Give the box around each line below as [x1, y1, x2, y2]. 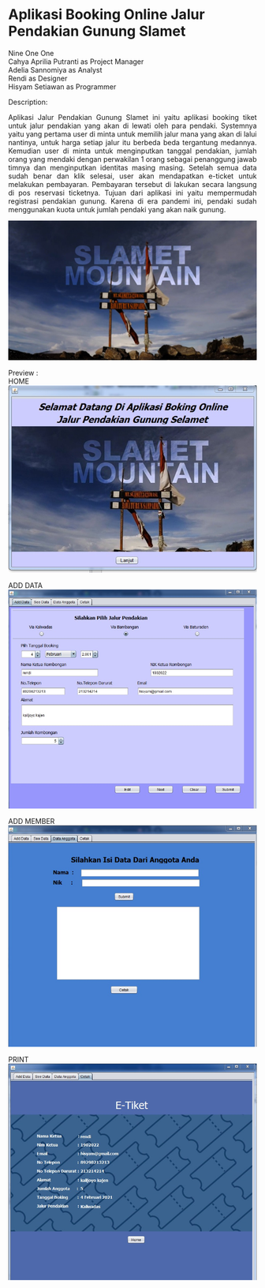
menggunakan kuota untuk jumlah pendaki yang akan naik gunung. [8, 204, 226, 214]
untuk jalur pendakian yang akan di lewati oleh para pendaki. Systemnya [8, 121, 257, 130]
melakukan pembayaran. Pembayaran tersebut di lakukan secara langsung [8, 179, 257, 189]
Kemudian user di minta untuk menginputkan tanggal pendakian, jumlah [8, 146, 257, 155]
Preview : [8, 369, 39, 378]
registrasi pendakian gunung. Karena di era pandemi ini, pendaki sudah [8, 196, 257, 206]
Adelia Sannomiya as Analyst [8, 65, 103, 74]
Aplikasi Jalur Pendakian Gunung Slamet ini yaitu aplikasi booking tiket [8, 112, 257, 122]
